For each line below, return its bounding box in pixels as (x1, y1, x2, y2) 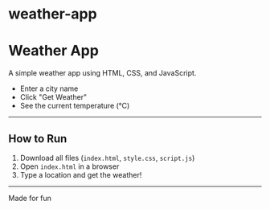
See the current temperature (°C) (19, 101, 130, 111)
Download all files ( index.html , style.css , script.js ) (19, 153, 195, 162)
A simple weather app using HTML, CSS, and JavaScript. (8, 68, 197, 78)
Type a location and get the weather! (19, 170, 142, 179)
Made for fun (8, 193, 52, 203)
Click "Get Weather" (19, 92, 88, 102)
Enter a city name (19, 84, 79, 93)
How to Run (8, 132, 67, 145)
